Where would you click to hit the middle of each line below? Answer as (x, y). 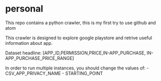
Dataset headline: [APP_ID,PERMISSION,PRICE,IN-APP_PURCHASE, (75, 53)
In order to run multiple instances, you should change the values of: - (77, 68)
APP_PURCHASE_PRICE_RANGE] (40, 58)
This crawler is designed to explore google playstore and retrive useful (79, 38)
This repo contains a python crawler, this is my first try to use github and (81, 23)
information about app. (29, 43)
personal (24, 9)
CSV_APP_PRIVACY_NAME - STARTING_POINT (54, 73)
